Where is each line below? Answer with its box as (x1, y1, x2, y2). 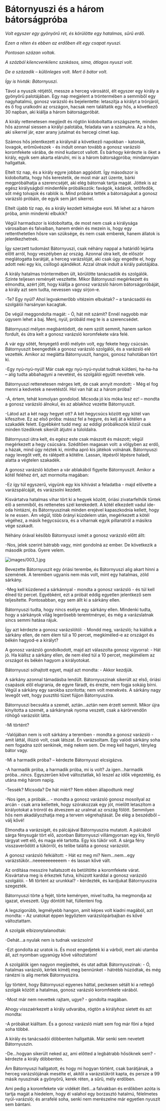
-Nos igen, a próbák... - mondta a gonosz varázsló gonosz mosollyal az (5, 796, 151, 802)
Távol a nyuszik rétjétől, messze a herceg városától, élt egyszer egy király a (5, 88, 159, 94)
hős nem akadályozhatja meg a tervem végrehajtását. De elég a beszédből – (5, 812, 161, 818)
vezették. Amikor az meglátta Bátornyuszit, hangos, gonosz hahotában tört (5, 351, 158, 357)
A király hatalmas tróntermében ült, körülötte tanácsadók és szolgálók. (5, 271, 149, 277)
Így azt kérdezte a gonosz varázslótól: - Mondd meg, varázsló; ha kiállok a (5, 626, 157, 632)
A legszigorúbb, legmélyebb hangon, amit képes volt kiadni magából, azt (5, 907, 153, 913)
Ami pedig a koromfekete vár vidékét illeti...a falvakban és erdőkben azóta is (5, 1085, 161, 1091)
